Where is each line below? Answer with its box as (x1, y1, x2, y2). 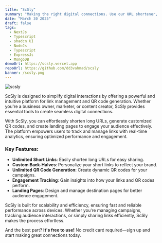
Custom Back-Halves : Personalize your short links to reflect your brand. (12, 162, 158, 168)
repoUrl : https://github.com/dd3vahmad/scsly (5, 66, 99, 71)
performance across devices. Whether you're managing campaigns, (5, 208, 142, 213)
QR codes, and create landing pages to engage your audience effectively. (5, 123, 153, 129)
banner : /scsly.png (5, 70, 45, 75)
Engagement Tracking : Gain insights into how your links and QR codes (12, 177, 155, 183)
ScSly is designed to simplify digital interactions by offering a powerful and (5, 93, 155, 99)
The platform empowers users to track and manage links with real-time (5, 128, 147, 134)
